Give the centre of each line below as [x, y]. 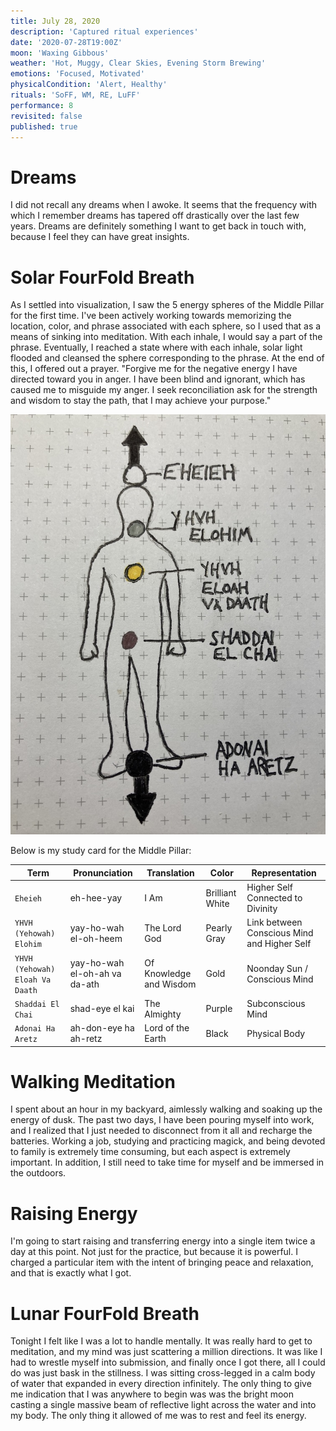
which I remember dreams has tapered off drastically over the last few [155, 216]
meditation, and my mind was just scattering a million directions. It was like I [166, 1352]
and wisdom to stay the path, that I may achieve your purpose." [141, 401]
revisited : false [46, 116]
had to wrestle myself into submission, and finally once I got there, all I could [168, 1362]
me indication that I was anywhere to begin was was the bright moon [152, 1394]
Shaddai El [37, 1004]
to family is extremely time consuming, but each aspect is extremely [150, 1152]
